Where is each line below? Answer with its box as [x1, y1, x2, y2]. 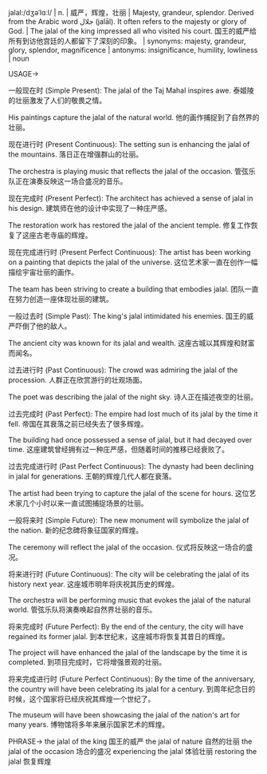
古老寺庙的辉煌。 [35, 231, 92, 240]
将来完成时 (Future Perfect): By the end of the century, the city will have [8, 622, 244, 631]
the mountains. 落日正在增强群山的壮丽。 [8, 149, 143, 159]
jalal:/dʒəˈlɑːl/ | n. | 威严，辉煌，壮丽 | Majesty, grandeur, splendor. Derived [8, 8, 254, 17]
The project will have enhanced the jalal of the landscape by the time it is [8, 648, 248, 657]
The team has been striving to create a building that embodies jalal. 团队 [8, 284, 245, 294]
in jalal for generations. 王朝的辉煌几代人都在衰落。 [8, 471, 177, 481]
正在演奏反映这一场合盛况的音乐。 [14, 177, 128, 186]
